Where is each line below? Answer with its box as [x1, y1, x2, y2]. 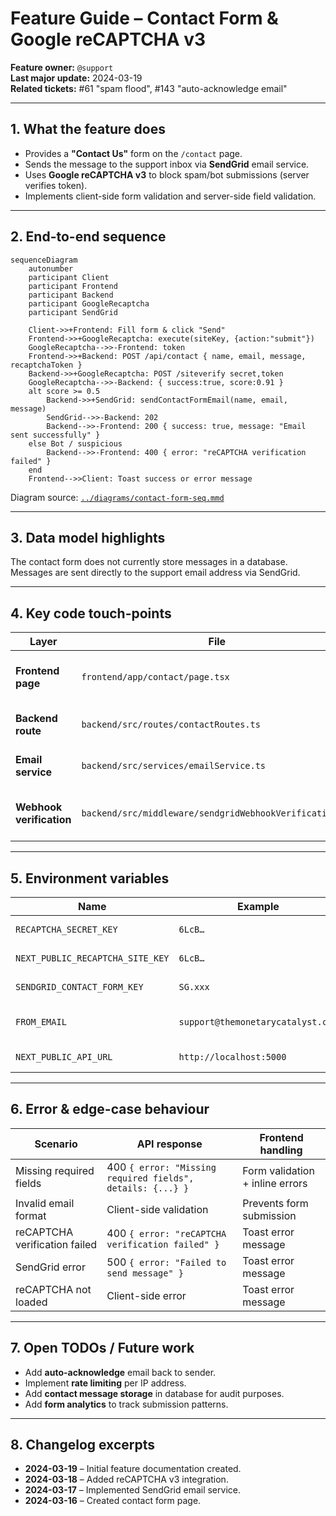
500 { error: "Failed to [106, 1255, 227, 1269]
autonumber [28, 263, 74, 274]
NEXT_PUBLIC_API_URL [15, 1052, 113, 1062]
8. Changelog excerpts [10, 1437, 155, 1454]
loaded [15, 1295, 48, 1309]
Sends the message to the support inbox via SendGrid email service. [24, 158, 310, 170]
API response [136, 1137, 203, 1151]
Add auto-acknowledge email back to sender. [24, 1366, 217, 1378]
